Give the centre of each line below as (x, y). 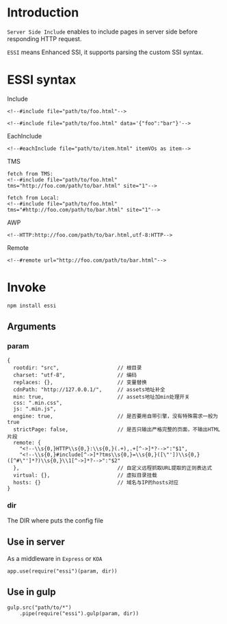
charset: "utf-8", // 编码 (75, 375)
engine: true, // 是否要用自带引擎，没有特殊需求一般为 (116, 416)
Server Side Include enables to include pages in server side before (103, 32)
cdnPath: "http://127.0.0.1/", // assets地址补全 (89, 389)
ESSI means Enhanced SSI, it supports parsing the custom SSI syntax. (105, 52)
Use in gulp (31, 592)
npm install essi (32, 305)
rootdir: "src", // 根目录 (78, 368)
